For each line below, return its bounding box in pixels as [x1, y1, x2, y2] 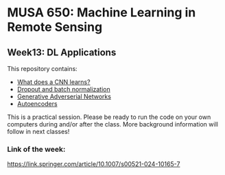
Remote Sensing [7, 19, 103, 35]
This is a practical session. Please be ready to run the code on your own [7, 113, 211, 121]
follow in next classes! [7, 128, 70, 135]
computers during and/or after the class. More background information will [7, 120, 218, 128]
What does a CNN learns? [16, 78, 91, 86]
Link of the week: [7, 144, 66, 154]
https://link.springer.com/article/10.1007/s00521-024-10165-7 [7, 160, 180, 168]
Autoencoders [16, 100, 58, 107]
